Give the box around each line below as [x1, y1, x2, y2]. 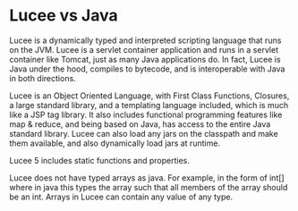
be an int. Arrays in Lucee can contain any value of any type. [9, 191, 234, 202]
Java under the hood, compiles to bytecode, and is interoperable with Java [9, 63, 285, 74]
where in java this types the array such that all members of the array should [9, 181, 288, 192]
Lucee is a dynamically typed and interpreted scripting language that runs [9, 35, 282, 46]
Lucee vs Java [9, 5, 118, 26]
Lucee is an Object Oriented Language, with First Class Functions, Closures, [9, 90, 290, 101]
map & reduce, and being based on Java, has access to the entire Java [9, 118, 271, 130]
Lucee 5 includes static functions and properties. [9, 155, 191, 165]
